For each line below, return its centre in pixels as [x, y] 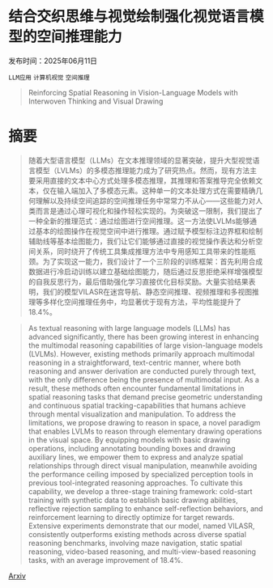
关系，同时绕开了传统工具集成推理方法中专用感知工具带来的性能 [142, 251]
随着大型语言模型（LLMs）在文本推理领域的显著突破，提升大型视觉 [140, 160]
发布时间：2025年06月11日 [53, 61]
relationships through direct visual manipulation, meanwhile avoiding [143, 465]
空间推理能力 [80, 37]
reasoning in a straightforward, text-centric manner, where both [134, 362]
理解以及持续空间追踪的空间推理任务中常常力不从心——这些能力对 [145, 201]
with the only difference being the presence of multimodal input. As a [143, 379]
